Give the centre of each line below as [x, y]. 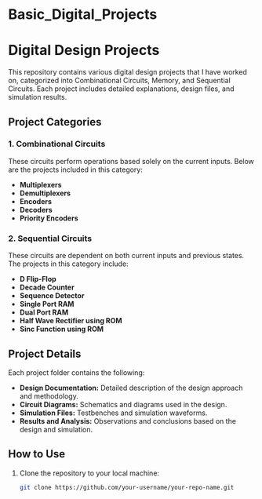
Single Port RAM [47, 304]
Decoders [36, 209]
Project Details [45, 353]
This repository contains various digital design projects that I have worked [127, 72]
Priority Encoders [49, 218]
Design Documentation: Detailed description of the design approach [131, 388]
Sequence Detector [52, 296]
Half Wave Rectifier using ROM [71, 321]
